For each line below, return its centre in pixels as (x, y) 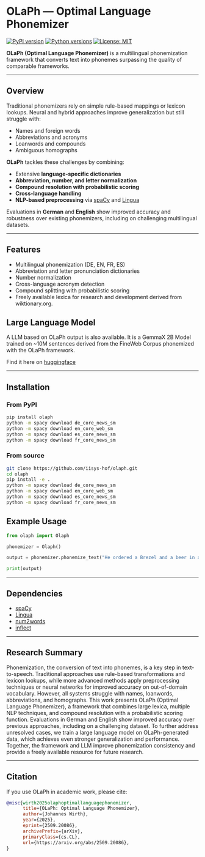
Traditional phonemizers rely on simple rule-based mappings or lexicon (96, 106)
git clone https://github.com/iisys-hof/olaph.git (72, 468)
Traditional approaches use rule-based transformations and (110, 673)
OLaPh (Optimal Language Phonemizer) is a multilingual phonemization (97, 53)
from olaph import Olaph (38, 536)
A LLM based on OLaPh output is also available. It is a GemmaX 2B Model (99, 337)
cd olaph (17, 474)
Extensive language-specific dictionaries (68, 174)
